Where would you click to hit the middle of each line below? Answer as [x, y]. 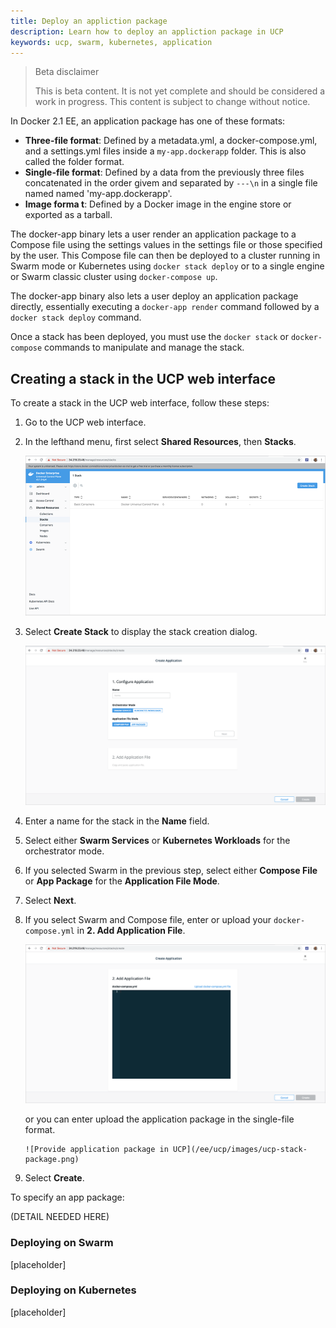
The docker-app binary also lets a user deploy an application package [154, 296]
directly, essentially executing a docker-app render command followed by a [165, 307]
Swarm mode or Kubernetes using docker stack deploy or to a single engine [167, 266]
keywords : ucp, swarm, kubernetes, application [111, 42]
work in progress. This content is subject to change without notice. [172, 102]
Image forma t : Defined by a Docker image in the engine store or [158, 204]
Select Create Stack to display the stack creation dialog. [141, 632]
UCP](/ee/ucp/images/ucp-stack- [240, 1150]
